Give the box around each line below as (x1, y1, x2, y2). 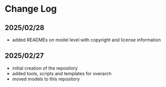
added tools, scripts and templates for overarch (12, 70, 112, 76)
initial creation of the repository (12, 65, 78, 71)
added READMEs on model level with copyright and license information (12, 37, 161, 43)
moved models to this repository (12, 76, 80, 82)
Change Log (5, 3, 57, 15)
